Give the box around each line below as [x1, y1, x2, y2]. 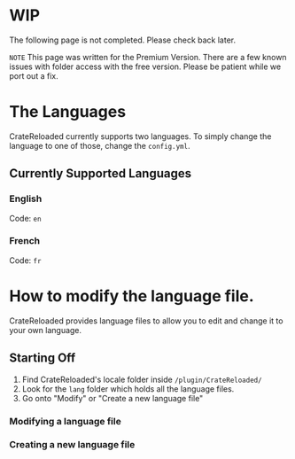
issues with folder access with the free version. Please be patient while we [9, 61, 282, 72]
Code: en [9, 213, 42, 223]
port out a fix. [9, 70, 59, 81]
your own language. [9, 324, 82, 335]
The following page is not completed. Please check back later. [9, 35, 237, 45]
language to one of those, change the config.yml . [9, 140, 190, 151]
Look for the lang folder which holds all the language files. [21, 383, 235, 394]
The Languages [9, 102, 127, 122]
